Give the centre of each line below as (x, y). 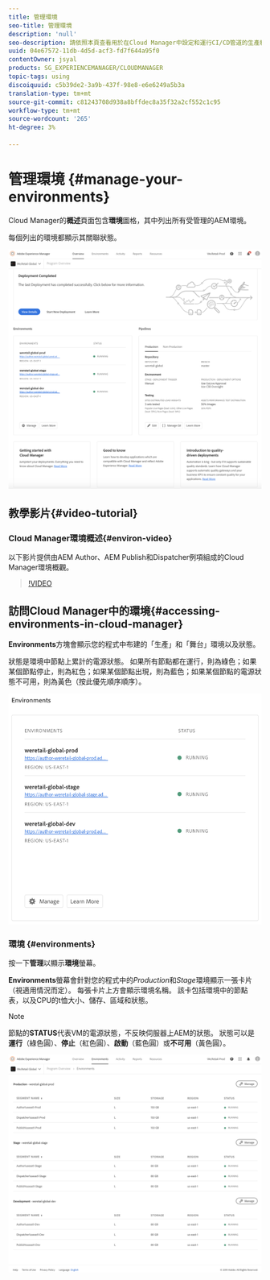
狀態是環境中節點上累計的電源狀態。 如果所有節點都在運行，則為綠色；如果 (133, 661)
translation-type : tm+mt (50, 93)
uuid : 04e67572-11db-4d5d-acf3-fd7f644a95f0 (84, 51)
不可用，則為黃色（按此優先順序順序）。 (80, 681)
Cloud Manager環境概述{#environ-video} (90, 538)
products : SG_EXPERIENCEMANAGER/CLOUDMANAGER (86, 68)
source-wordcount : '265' (50, 119)
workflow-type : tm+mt (45, 110)
